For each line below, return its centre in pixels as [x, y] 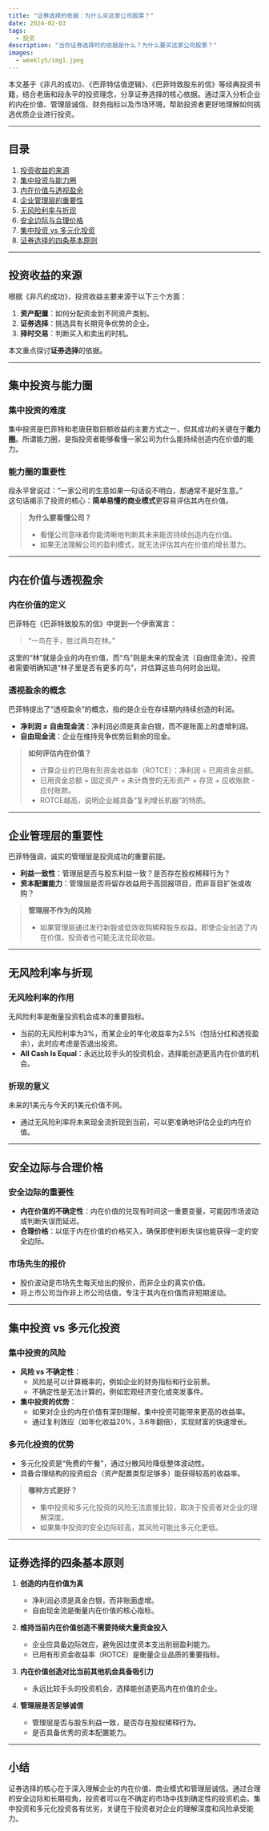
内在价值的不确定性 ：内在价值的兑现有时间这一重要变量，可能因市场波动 [139, 1211]
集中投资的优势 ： [48, 1401]
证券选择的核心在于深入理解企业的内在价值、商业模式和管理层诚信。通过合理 [134, 1788]
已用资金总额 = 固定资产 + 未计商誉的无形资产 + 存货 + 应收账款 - [147, 781]
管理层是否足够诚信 [52, 1705]
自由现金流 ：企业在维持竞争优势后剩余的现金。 [97, 737]
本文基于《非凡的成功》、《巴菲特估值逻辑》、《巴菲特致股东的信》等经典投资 [131, 84]
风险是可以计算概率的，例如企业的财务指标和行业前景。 [123, 1381]
